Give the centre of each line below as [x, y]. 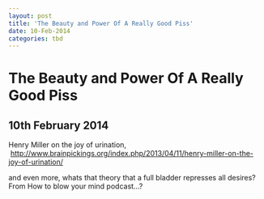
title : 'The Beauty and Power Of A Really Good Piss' [101, 23]
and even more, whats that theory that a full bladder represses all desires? [132, 178]
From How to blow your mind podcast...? [76, 186]
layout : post [30, 16]
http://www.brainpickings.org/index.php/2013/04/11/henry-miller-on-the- [132, 154]
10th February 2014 [59, 125]
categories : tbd [36, 38]
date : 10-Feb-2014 [39, 31]
